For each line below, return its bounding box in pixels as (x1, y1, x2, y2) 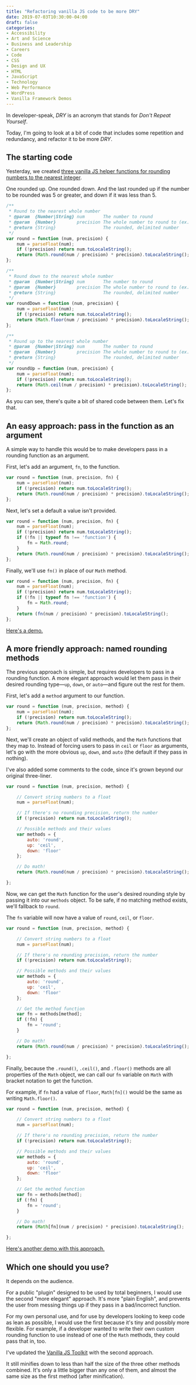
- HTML (6, 68, 22, 74)
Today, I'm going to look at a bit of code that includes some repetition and (6, 129, 184, 136)
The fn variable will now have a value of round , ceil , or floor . (6, 914, 154, 921)
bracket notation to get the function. (6, 1077, 93, 1084)
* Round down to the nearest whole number (8, 273, 114, 279)
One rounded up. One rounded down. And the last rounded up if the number (6, 185, 190, 193)
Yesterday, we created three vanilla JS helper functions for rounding (6, 168, 171, 175)
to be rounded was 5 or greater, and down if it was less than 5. (6, 191, 157, 199)
